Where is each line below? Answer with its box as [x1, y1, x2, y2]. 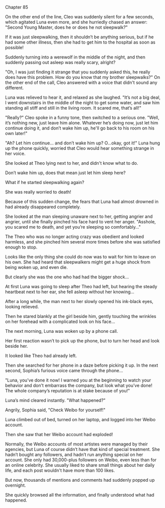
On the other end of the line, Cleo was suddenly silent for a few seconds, [5, 14, 154, 19]
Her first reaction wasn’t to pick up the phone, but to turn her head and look [5, 338, 160, 344]
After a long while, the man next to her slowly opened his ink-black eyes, [5, 299, 154, 304]
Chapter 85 [5, 4, 28, 10]
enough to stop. [5, 244, 38, 250]
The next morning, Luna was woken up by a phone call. [5, 328, 118, 334]
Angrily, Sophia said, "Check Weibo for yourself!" [5, 407, 106, 413]
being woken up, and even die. [5, 264, 68, 270]
